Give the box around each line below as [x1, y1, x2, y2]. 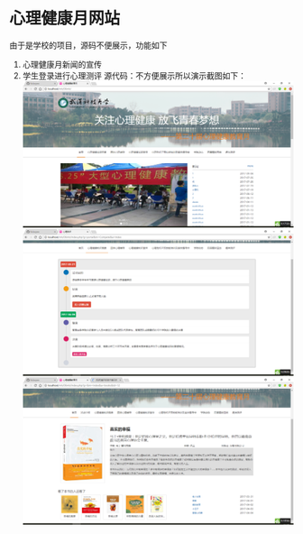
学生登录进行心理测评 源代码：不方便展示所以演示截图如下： [22, 69, 246, 81]
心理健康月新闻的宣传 [22, 59, 102, 69]
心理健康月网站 [9, 8, 121, 29]
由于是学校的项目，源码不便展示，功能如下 [9, 40, 168, 51]
